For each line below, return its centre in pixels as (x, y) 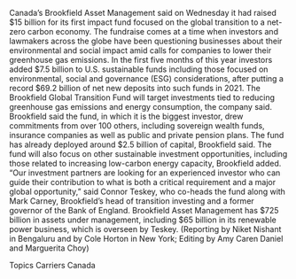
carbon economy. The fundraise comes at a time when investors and (153, 31)
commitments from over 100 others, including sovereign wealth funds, (137, 126)
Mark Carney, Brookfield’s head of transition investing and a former (132, 201)
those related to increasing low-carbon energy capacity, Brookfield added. (145, 163)
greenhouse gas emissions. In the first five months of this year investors (141, 60)
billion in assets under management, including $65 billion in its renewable (143, 220)
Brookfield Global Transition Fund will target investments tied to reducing (142, 97)
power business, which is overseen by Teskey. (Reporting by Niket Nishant (145, 229)
